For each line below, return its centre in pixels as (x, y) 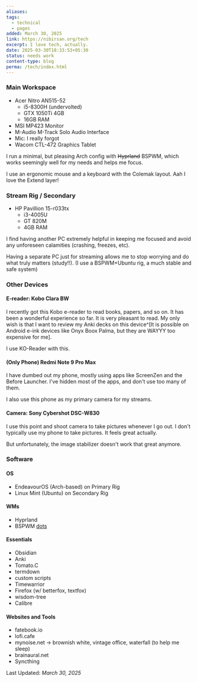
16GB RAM (36, 119)
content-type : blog (30, 61)
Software (20, 459)
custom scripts (33, 578)
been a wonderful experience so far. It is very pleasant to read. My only (93, 318)
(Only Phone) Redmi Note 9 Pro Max (51, 362)
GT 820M (35, 221)
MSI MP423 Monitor (39, 126)
